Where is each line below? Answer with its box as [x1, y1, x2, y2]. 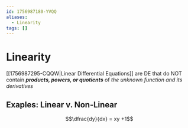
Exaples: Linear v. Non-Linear [6, 100, 118, 110]
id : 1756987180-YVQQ [6, 8, 57, 15]
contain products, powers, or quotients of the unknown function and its [6, 76, 183, 83]
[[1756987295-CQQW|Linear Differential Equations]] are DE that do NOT [6, 70, 182, 77]
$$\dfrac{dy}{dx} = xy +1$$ [65, 116, 134, 122]
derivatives [6, 83, 34, 90]
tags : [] [6, 25, 28, 31]
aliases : [6, 14, 28, 20]
